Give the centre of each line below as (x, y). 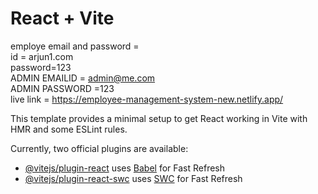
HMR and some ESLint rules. (69, 129)
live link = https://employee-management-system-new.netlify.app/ (147, 99)
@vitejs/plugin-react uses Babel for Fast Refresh (125, 168)
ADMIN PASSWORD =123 (62, 88)
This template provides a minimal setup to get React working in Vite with (159, 118)
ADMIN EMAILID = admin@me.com (83, 78)
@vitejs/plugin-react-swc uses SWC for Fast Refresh (133, 178)
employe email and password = (75, 46)
